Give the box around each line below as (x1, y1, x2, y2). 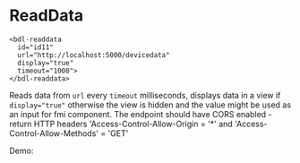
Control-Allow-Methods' (9, 127, 99, 139)
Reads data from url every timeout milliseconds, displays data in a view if (9, 90, 281, 100)
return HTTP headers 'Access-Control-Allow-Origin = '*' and (9, 118, 233, 129)
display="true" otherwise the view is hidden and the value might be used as (9, 99, 292, 110)
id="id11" (17, 42, 54, 52)
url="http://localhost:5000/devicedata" (17, 50, 170, 59)
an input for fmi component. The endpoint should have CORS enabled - (9, 108, 272, 119)
